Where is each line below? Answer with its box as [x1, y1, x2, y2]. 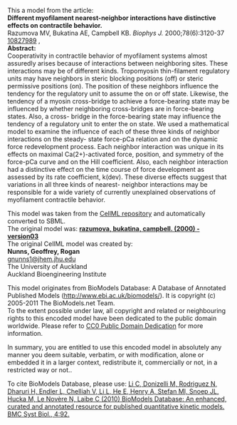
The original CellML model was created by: [7, 240, 133, 248]
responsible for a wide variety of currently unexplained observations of [7, 188, 216, 196]
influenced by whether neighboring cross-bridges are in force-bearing [7, 105, 214, 113]
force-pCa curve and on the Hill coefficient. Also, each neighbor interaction [7, 158, 228, 166]
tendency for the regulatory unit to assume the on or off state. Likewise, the [7, 89, 229, 98]
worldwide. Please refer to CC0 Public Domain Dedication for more [7, 322, 204, 330]
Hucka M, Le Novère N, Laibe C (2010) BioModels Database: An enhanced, [7, 395, 227, 403]
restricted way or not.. [7, 366, 73, 374]
